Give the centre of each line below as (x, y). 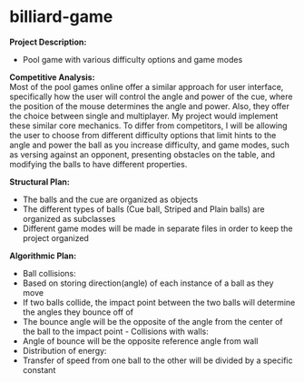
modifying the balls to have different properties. (98, 164)
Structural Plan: (39, 181)
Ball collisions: (49, 273)
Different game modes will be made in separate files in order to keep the (157, 228)
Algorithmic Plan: (43, 256)
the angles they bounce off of (78, 312)
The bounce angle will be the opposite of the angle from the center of (152, 321)
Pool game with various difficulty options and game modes (132, 59)
